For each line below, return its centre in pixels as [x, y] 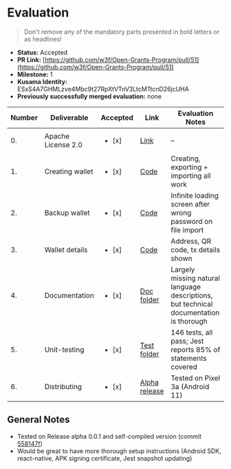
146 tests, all [192, 332]
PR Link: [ [31, 59]
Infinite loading [195, 196]
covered [184, 366]
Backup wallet [67, 213]
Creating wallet [69, 171]
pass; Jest [187, 341]
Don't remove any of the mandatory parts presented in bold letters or [122, 32]
